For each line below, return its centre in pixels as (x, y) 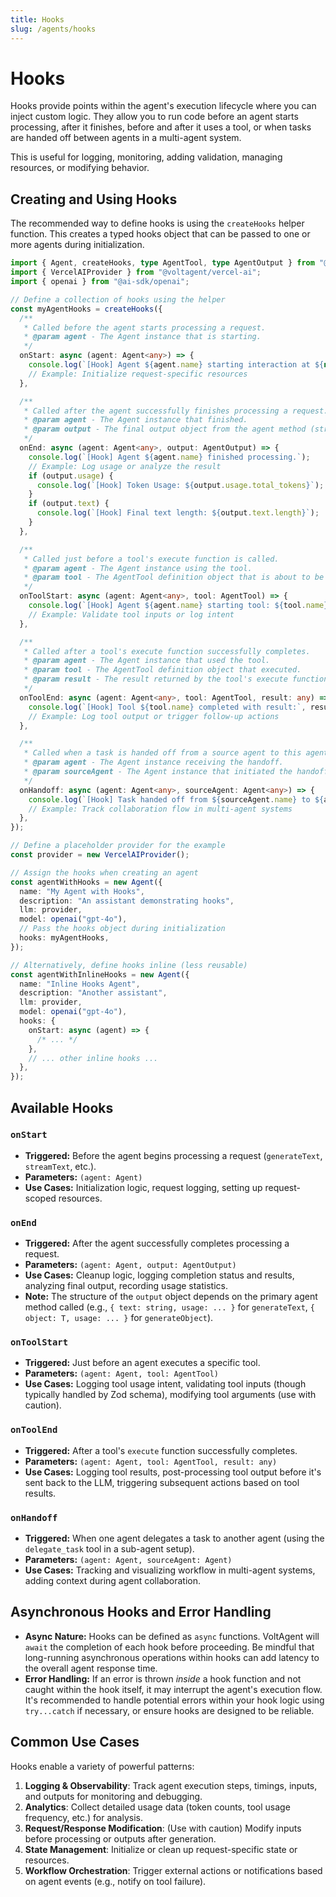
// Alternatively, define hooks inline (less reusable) (129, 965)
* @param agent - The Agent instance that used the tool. (147, 661)
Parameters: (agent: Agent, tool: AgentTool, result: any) (151, 1461)
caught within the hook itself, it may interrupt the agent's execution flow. (173, 1689)
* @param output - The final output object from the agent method (165, 429)
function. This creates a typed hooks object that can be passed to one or (160, 234)
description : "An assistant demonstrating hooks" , (127, 901)
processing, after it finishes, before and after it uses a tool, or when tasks (161, 127)
